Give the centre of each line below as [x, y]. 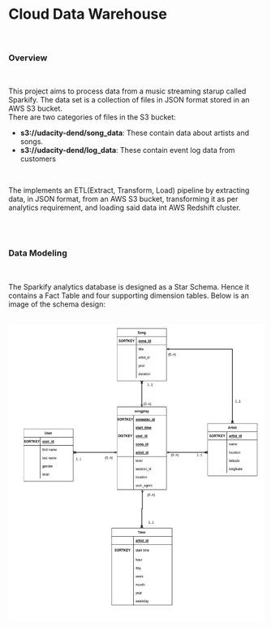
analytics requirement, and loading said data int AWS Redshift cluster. [125, 207]
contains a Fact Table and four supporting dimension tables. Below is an [129, 295]
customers [38, 159]
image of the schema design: [57, 304]
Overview [28, 58]
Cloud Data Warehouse [88, 14]
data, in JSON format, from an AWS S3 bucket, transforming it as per [123, 199]
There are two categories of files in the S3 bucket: [92, 117]
